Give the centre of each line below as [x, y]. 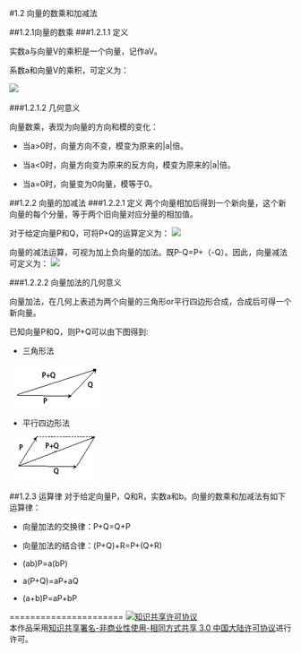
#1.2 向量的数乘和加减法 [54, 13]
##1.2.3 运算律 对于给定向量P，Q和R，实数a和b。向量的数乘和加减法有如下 [148, 496]
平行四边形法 [46, 423]
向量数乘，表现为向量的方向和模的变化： [84, 127]
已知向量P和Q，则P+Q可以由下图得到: [79, 331]
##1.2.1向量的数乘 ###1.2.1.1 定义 [69, 32]
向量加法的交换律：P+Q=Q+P [77, 526]
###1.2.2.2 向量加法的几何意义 [65, 282]
